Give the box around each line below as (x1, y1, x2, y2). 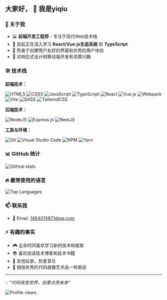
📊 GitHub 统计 (5, 150, 41, 157)
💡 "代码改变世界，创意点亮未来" (5, 280, 71, 286)
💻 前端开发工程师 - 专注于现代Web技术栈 (12, 33, 98, 39)
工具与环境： (5, 127, 31, 133)
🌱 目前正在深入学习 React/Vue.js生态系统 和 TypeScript (12, 41, 128, 47)
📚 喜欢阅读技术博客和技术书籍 (12, 250, 76, 256)
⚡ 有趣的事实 (5, 229, 36, 236)
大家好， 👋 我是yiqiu (5, 4, 68, 13)
